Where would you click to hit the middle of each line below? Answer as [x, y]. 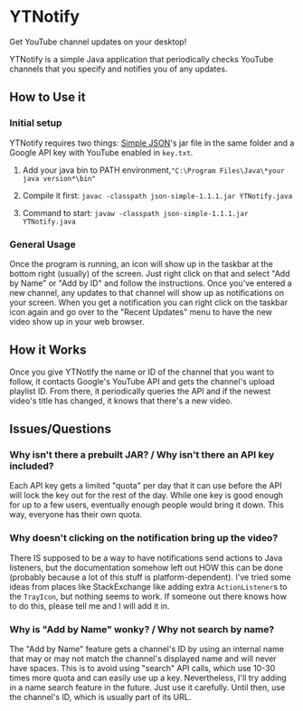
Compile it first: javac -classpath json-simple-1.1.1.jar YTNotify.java [157, 195]
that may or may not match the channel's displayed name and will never [143, 659]
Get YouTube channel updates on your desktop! [98, 42]
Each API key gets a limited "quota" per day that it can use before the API [146, 486]
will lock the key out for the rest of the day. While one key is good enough [146, 496]
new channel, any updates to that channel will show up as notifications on [147, 292]
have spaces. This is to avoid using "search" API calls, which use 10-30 [142, 668]
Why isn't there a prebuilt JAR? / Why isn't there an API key [142, 455]
